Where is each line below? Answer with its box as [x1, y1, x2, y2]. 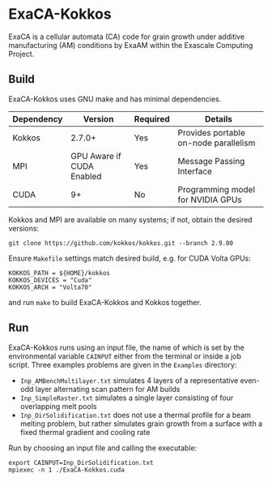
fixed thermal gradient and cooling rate [19, 427, 151, 437]
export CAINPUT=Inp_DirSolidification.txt [8, 458, 154, 467]
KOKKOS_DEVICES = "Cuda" [8, 276, 92, 284]
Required [134, 113, 170, 124]
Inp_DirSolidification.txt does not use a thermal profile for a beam [19, 410, 252, 420]
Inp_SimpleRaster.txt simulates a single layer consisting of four [19, 393, 234, 402]
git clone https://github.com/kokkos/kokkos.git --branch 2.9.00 [8, 239, 233, 247]
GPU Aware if [70, 150, 121, 161]
